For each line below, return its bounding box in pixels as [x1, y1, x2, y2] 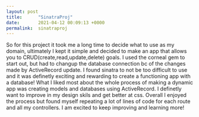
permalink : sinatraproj [6, 25, 68, 31]
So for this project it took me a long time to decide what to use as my [6, 41, 175, 48]
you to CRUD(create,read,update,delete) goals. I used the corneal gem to [6, 54, 185, 61]
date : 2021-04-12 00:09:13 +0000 [6, 19, 105, 25]
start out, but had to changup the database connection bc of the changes [6, 60, 186, 67]
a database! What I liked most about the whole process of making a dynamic [6, 79, 194, 86]
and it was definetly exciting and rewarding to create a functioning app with [6, 73, 191, 80]
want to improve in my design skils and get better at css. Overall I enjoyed [6, 92, 187, 99]
